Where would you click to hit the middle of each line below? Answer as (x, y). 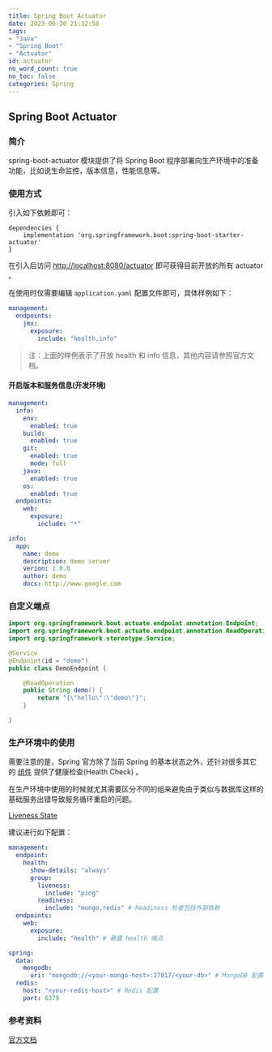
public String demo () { (63, 691)
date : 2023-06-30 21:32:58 (54, 24)
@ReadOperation (49, 683)
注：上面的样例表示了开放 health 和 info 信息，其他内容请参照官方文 (141, 355)
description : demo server (67, 561)
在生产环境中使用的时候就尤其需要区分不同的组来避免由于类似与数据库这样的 (136, 789)
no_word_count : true (43, 69)
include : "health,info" (77, 338)
